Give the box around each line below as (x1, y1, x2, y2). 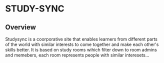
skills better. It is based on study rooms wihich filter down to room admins (5, 47, 157, 52)
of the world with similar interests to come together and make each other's (5, 41, 159, 47)
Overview (5, 23, 36, 31)
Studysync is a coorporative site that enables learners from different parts (5, 36, 157, 42)
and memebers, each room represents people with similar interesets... (5, 52, 149, 58)
